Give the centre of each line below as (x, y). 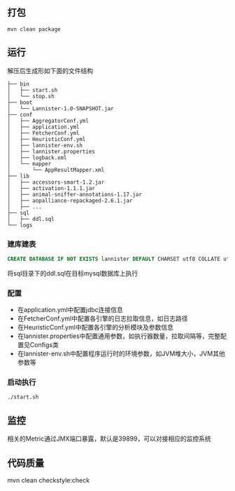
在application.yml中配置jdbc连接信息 (70, 310)
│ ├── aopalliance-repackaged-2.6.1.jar (70, 201)
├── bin (19, 84)
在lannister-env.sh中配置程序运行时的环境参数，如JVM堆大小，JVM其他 (121, 354)
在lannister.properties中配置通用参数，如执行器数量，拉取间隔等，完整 (119, 336)
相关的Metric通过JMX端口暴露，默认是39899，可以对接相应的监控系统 (109, 439)
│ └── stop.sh (31, 96)
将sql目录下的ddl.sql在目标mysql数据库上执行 (73, 273)
